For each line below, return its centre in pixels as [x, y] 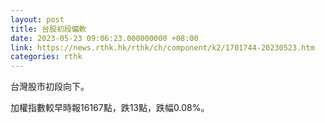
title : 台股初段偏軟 [48, 29]
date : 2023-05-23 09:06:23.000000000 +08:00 [104, 38]
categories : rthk [46, 57]
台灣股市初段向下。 [50, 87]
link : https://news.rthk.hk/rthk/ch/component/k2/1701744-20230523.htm [162, 47]
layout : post [37, 19]
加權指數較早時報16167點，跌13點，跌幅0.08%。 [110, 108]
